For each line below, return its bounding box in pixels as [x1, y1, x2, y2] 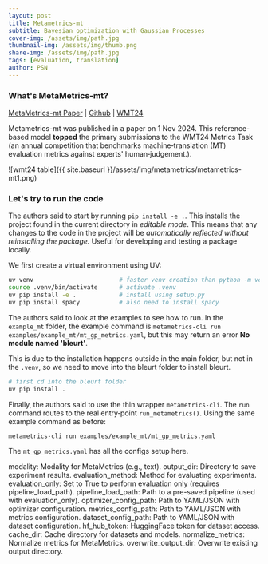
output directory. [8, 546, 64, 556]
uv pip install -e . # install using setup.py [8, 291, 205, 300]
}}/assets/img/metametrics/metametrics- [106, 165, 242, 174]
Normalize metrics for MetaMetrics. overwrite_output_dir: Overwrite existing [8, 538, 258, 548]
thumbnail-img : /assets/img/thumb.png [8, 42, 137, 50]
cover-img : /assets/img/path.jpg [8, 34, 120, 42]
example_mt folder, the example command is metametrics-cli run [8, 321, 222, 331]
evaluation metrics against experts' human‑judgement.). [8, 149, 192, 159]
